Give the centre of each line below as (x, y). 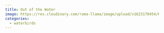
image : (12, 14)
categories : (17, 18)
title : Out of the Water (30, 9)
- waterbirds (23, 23)
